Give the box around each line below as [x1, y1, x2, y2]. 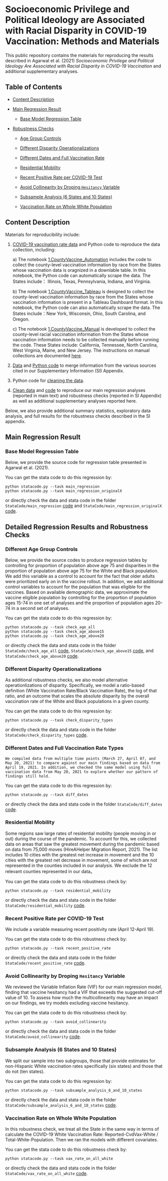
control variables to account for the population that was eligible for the [5, 584, 151, 590]
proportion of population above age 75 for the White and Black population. [5, 568, 159, 574]
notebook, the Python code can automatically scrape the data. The [12, 272, 151, 278]
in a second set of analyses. [12, 605, 70, 611]
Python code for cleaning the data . [12, 377, 84, 383]
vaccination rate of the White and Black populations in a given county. [5, 698, 150, 704]
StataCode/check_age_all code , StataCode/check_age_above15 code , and [5, 648, 154, 654]
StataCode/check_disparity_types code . [5, 732, 88, 738]
